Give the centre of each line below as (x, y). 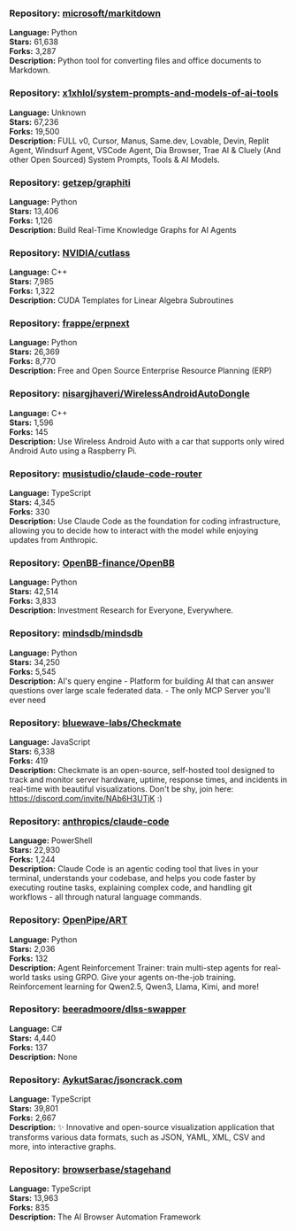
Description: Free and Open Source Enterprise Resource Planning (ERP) (140, 371)
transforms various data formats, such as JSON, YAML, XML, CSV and (137, 1137)
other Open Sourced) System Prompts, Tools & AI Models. (115, 159)
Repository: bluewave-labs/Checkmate (95, 723)
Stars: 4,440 (33, 1038)
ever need (28, 700)
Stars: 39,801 (34, 1109)
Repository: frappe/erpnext (69, 323)
